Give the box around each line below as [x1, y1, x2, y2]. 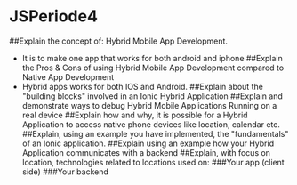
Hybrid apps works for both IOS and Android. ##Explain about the [21, 81, 264, 92]
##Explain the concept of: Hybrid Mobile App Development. [9, 36, 229, 46]
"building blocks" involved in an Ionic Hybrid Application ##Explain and [21, 91, 283, 101]
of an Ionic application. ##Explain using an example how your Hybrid [21, 138, 274, 149]
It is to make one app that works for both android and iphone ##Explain [21, 52, 283, 63]
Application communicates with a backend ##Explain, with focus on [21, 147, 271, 157]
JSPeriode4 [9, 6, 98, 27]
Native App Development [21, 71, 114, 82]
